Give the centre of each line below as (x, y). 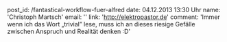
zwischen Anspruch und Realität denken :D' (69, 31)
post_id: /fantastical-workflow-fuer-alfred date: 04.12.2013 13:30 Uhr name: (114, 10)
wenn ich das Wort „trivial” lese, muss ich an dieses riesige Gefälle (101, 24)
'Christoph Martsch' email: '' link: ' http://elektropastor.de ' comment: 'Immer (114, 17)
